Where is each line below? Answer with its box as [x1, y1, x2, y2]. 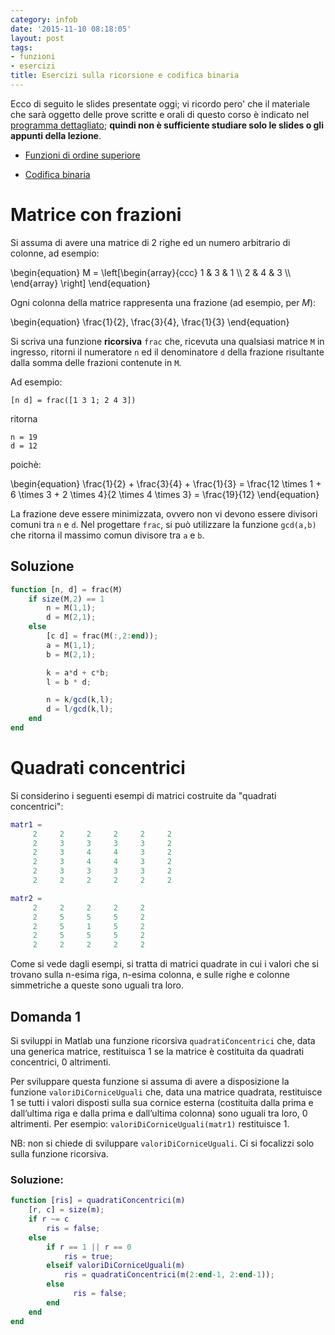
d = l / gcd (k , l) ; [46, 704, 114, 715]
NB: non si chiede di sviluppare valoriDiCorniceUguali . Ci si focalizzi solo [10, 1137, 315, 1149]
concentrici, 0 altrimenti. [10, 1056, 112, 1068]
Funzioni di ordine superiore [24, 149, 141, 161]
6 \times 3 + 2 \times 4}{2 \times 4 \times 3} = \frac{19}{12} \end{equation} [10, 488, 320, 500]
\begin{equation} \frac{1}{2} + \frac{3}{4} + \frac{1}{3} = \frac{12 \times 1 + [10, 477, 322, 490]
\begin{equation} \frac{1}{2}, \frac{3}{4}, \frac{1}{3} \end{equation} [10, 316, 290, 328]
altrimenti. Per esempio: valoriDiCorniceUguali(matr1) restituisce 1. [10, 1118, 290, 1130]
